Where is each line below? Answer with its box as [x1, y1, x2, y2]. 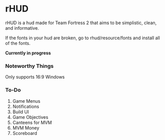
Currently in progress [5, 50, 51, 56]
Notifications [12, 103, 39, 109]
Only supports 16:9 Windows [5, 74, 65, 80]
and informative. [5, 25, 39, 31]
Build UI [12, 109, 29, 115]
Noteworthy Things [5, 62, 54, 69]
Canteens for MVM [12, 119, 52, 125]
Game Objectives [12, 114, 49, 120]
